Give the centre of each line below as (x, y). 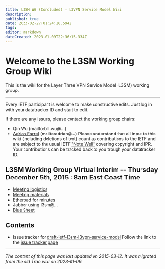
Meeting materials (31, 194)
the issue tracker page (35, 242)
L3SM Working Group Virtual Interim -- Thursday (82, 170)
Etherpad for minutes (34, 200)
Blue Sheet (24, 210)
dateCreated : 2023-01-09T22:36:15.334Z (46, 37)
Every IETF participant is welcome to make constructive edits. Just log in (79, 104)
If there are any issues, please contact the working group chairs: (71, 119)
